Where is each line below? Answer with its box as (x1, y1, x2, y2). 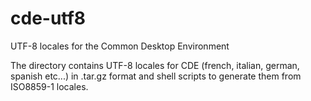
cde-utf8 (10, 7, 87, 30)
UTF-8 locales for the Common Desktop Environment (10, 40, 230, 52)
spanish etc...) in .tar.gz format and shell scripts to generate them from (10, 70, 302, 82)
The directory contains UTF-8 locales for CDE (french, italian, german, (10, 59, 300, 71)
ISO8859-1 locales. (10, 80, 89, 92)
